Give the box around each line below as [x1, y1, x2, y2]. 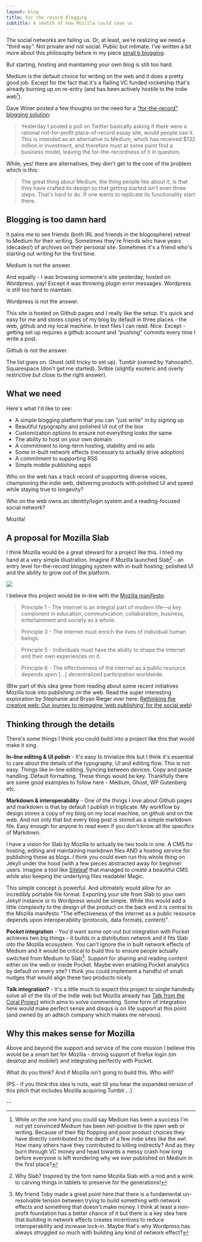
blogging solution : [6, 111, 51, 118]
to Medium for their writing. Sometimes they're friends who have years [6, 237, 182, 244]
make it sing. [6, 741, 38, 748]
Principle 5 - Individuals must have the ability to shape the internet [20, 646, 185, 654]
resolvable [14, 1197, 41, 1204]
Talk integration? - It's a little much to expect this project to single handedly [6, 985, 195, 993]
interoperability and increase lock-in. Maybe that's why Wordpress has [14, 1223, 191, 1230]
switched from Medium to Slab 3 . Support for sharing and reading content [6, 953, 188, 962]
